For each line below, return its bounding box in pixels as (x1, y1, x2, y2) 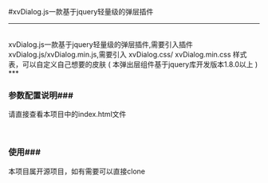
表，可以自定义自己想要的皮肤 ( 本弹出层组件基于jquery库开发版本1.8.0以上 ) (8, 60, 258, 69)
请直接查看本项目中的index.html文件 (8, 110, 127, 119)
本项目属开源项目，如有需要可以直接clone (8, 166, 146, 176)
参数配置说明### (8, 90, 74, 101)
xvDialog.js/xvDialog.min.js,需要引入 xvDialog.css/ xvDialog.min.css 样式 (8, 50, 247, 59)
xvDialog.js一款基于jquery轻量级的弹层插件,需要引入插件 (8, 40, 193, 49)
